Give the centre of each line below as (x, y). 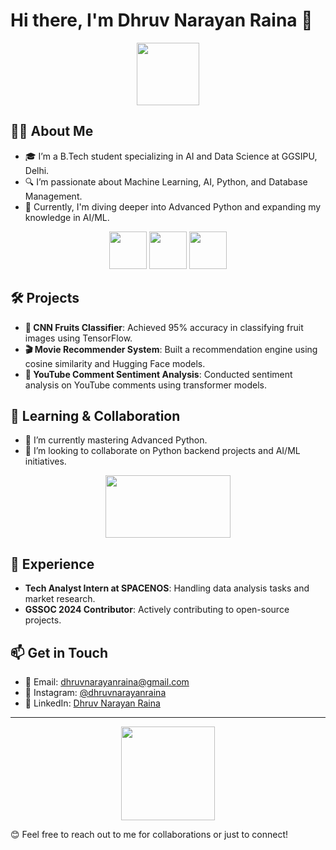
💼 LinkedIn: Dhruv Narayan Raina (92, 703)
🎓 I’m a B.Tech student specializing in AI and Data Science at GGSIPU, (171, 156)
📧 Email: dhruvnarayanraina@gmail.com (107, 682)
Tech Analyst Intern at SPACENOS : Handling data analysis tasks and (167, 588)
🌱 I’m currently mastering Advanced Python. (116, 440)
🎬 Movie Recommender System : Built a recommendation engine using (171, 349)
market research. (60, 599)
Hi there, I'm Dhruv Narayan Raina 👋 (161, 20)
